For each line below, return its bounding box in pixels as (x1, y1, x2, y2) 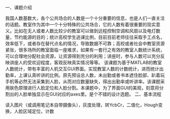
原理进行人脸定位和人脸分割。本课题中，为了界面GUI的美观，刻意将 (18, 85, 159, 91)
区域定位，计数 (22, 108, 54, 114)
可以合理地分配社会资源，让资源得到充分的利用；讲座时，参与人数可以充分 (5, 53, 160, 59)
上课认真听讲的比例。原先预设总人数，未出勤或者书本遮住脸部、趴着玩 (18, 72, 165, 78)
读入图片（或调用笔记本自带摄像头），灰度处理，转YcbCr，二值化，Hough (5, 102, 158, 108)
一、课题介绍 (5, 5, 32, 10)
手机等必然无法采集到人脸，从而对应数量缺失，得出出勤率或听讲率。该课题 (5, 78, 160, 85)
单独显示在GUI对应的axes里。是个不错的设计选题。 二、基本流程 (27, 91, 162, 97)
